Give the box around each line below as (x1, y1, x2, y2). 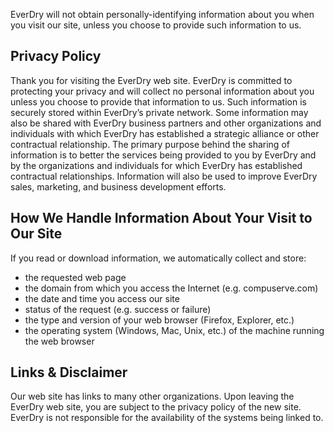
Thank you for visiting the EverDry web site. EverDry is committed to (10, 74, 293, 86)
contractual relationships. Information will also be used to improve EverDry (10, 170, 318, 182)
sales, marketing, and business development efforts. (10, 180, 227, 193)
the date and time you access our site (24, 292, 180, 304)
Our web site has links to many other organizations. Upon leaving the (10, 390, 295, 403)
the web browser (24, 335, 95, 347)
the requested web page (24, 271, 127, 283)
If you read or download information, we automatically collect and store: (10, 252, 307, 264)
